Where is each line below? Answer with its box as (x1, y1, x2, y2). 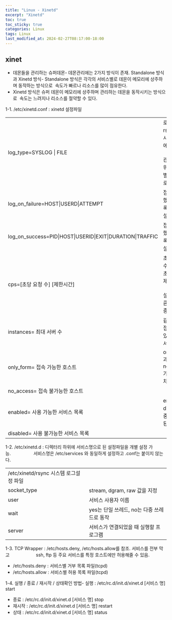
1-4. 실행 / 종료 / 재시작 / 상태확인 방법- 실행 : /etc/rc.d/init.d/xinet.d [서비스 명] (5, 580, 165, 586)
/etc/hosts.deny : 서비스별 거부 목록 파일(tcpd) (12, 562, 108, 569)
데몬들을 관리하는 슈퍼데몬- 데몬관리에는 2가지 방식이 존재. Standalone (12, 69, 155, 76)
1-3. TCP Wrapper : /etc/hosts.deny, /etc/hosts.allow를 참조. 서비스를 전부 (5, 545, 158, 551)
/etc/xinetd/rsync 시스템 (8, 469, 65, 477)
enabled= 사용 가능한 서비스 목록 (8, 408, 83, 416)
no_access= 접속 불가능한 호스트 (8, 387, 83, 394)
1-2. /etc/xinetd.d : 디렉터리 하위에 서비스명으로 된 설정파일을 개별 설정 (5, 444, 147, 450)
